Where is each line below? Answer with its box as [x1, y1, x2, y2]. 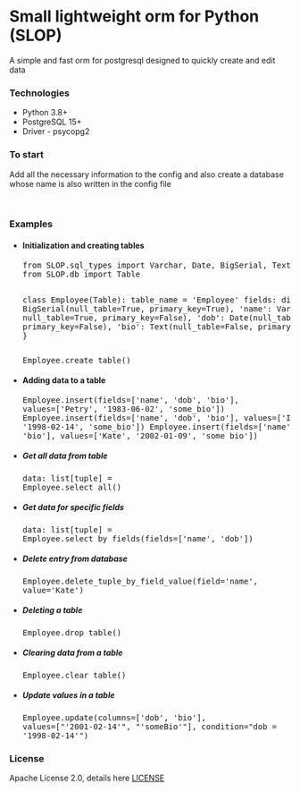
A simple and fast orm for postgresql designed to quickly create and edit [9, 55, 276, 65]
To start [9, 149, 45, 161]
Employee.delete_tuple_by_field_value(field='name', [21, 575, 259, 586]
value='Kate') [21, 584, 85, 595]
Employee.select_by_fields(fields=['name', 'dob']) [21, 533, 254, 543]
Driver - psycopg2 [21, 126, 90, 137]
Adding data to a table [21, 375, 106, 386]
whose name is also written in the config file [9, 178, 171, 189]
